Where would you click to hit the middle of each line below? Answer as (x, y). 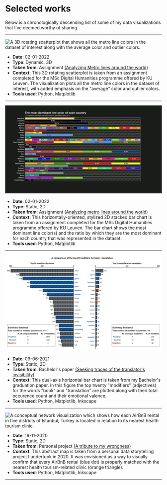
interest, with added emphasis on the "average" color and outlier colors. (86, 88)
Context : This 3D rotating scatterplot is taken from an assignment (80, 73)
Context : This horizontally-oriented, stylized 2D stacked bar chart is (82, 217)
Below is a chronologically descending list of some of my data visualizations (83, 22)
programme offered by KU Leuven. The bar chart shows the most (79, 228)
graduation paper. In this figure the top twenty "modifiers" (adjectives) (84, 385)
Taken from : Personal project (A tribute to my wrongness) (72, 446)
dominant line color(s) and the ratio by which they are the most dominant (87, 233)
